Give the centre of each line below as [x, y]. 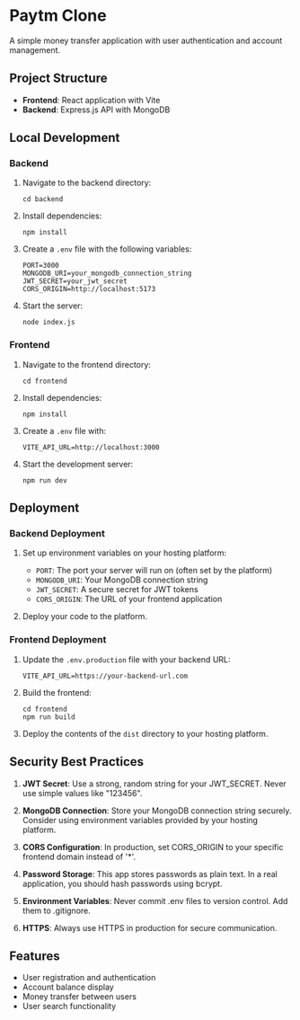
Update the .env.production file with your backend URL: [126, 659]
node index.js [49, 323]
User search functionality [69, 1007]
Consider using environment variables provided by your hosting [140, 820]
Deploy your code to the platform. [85, 616]
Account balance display [68, 987]
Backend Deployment [57, 534]
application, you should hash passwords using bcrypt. [122, 883]
